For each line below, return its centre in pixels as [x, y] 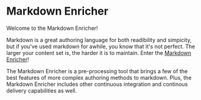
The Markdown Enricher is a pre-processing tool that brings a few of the [97, 71]
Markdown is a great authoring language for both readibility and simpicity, [99, 40]
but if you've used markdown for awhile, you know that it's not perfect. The [101, 46]
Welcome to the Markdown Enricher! [52, 28]
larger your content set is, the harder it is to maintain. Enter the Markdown [99, 52]
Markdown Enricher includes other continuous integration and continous [97, 84]
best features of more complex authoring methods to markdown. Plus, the [99, 77]
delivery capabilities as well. [42, 90]
